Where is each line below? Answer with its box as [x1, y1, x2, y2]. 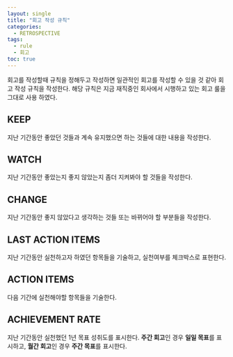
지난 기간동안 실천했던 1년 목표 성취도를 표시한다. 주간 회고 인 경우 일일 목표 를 [7, 333, 215, 342]
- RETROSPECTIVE [13, 29, 61, 37]
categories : [7, 23, 42, 30]
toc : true [7, 56, 36, 63]
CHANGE [7, 193, 47, 206]
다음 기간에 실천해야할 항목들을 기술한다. [7, 293, 117, 301]
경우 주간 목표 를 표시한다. [58, 342, 127, 350]
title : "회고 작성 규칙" [7, 17, 71, 24]
